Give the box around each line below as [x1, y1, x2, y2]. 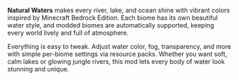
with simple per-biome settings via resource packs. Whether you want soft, [7, 50, 227, 58]
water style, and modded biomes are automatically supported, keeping [7, 21, 215, 29]
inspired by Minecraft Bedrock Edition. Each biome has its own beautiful [7, 13, 218, 22]
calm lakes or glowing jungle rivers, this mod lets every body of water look [7, 57, 225, 66]
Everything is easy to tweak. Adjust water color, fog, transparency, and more [7, 42, 232, 50]
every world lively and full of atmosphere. [7, 28, 129, 37]
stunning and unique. [7, 65, 70, 73]
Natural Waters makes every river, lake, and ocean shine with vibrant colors [7, 6, 230, 14]
